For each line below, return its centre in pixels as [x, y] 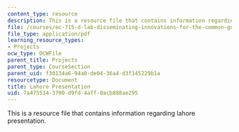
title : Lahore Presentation [49, 87]
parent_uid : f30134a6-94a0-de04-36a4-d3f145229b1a [84, 73]
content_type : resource [43, 14]
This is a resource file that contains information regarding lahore [101, 114]
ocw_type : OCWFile [34, 54]
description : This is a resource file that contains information [106, 21]
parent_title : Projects [43, 60]
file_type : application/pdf [49, 34]
